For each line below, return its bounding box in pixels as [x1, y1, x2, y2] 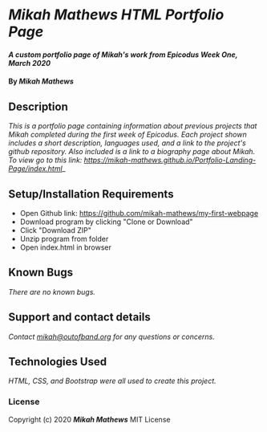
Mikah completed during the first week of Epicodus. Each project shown [8, 130, 247, 140]
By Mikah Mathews [8, 76, 75, 86]
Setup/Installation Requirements [8, 187, 174, 201]
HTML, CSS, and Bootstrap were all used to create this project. [8, 376, 216, 386]
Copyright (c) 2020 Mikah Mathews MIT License [8, 414, 171, 424]
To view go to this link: [8, 155, 83, 165]
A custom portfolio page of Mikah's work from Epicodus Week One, [8, 50, 238, 59]
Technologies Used [8, 355, 107, 369]
